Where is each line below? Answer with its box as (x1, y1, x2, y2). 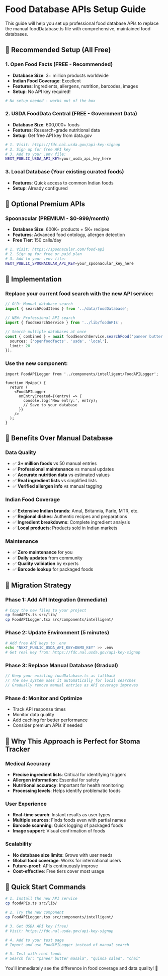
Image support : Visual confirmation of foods (12, 828, 106, 834)
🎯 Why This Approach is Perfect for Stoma (5, 737, 140, 746)
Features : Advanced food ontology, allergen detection (12, 231, 125, 238)
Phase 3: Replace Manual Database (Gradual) (5, 662, 118, 669)
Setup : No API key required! (12, 88, 71, 95)
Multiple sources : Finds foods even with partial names (12, 817, 126, 823)
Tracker (5, 745, 30, 754)
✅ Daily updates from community (12, 554, 83, 561)
